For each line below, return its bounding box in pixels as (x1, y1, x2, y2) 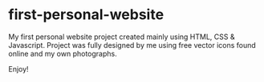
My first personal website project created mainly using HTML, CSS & (8, 32, 235, 41)
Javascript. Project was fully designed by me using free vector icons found (8, 40, 257, 49)
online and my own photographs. (8, 49, 118, 58)
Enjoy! (8, 64, 30, 73)
